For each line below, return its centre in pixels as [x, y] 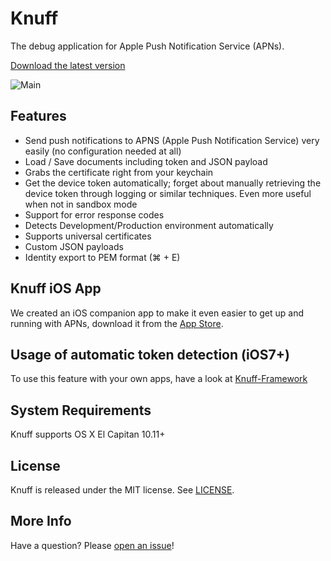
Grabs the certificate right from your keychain [119, 172]
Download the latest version [68, 65]
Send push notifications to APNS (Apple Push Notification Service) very [172, 140]
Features [38, 116]
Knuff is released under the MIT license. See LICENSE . [122, 490]
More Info [41, 521]
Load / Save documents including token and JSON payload [146, 161]
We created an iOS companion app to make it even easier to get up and [157, 313]
